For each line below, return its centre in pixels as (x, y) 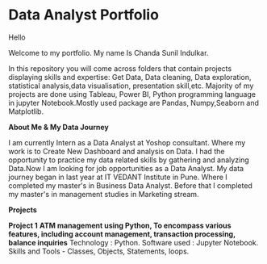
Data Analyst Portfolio (84, 15)
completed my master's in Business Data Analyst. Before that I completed (130, 185)
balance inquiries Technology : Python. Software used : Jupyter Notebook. (133, 242)
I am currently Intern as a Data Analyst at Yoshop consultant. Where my (127, 142)
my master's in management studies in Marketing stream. (104, 194)
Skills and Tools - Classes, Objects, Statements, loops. (99, 251)
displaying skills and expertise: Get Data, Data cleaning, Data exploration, (130, 77)
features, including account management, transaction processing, (122, 234)
